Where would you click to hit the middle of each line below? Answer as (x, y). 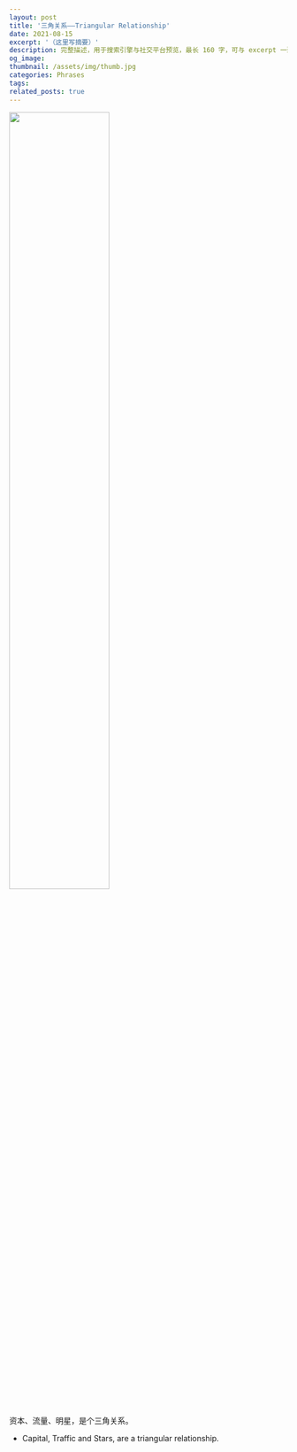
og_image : (27, 58)
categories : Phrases (47, 75)
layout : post (33, 17)
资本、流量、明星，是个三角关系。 (71, 1420)
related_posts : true (47, 91)
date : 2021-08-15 (41, 34)
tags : (19, 83)
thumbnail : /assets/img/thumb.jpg (73, 67)
